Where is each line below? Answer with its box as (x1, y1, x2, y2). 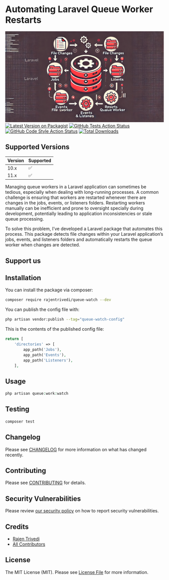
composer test (5, 419, 35, 424)
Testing (5, 405, 30, 413)
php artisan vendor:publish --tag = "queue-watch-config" (5, 317, 125, 322)
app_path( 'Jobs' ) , (23, 347, 62, 352)
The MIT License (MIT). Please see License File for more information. (5, 569, 148, 575)
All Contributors (12, 541, 45, 547)
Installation (5, 274, 41, 282)
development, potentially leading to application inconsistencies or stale (5, 210, 152, 217)
